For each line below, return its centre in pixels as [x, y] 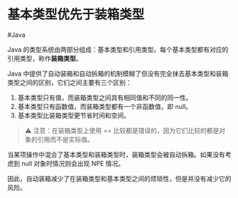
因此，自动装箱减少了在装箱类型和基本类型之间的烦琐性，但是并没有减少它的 [119, 178]
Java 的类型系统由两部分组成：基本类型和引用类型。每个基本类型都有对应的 [118, 49]
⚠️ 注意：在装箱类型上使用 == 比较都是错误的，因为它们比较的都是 [122, 130]
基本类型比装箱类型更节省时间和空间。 [74, 115]
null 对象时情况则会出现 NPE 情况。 [72, 163]
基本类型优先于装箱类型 [76, 15]
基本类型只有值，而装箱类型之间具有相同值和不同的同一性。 [105, 98]
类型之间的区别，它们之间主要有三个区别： [70, 82]
